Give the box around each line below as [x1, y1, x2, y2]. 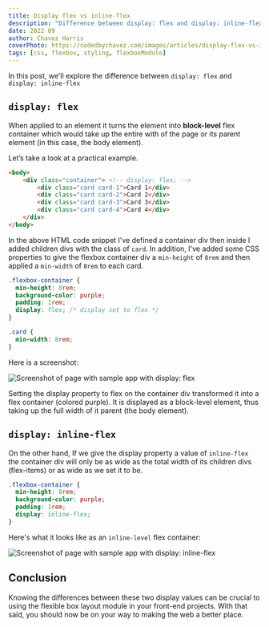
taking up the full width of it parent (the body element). [8, 406, 190, 415]
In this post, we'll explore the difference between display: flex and [8, 71, 232, 80]
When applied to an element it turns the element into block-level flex [8, 120, 235, 130]
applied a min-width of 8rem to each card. [8, 261, 144, 270]
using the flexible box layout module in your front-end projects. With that [8, 601, 248, 610]
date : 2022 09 [8, 26, 56, 34]
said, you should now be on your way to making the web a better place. [8, 609, 244, 619]
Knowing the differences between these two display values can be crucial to [8, 593, 260, 602]
